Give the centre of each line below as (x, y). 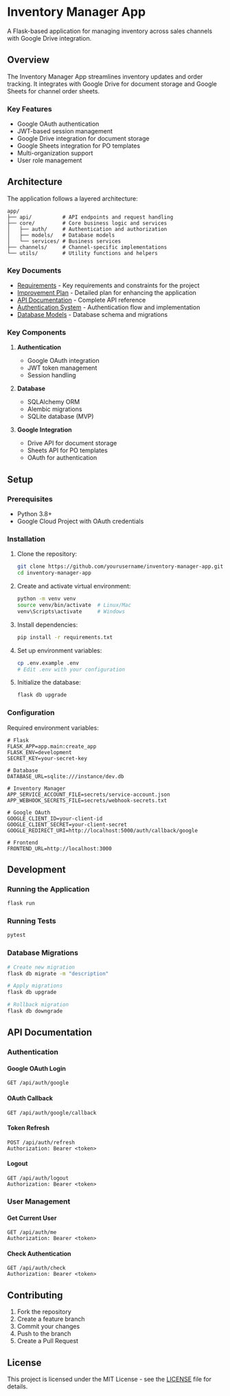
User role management (49, 160)
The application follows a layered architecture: (73, 198)
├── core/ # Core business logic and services (87, 223)
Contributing (35, 1295)
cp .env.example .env (48, 663)
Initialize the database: (49, 683)
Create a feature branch (51, 1319)
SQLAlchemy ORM (54, 402)
